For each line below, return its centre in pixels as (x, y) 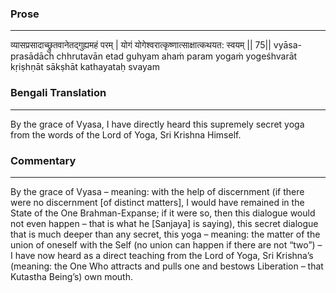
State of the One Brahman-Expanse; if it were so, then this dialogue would (163, 213)
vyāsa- (288, 45)
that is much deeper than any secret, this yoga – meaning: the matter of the (165, 234)
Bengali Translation (58, 93)
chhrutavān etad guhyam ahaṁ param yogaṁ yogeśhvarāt (177, 56)
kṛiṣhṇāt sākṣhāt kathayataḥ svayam (85, 67)
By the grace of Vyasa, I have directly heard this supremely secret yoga (157, 124)
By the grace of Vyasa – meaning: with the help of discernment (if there (157, 191)
